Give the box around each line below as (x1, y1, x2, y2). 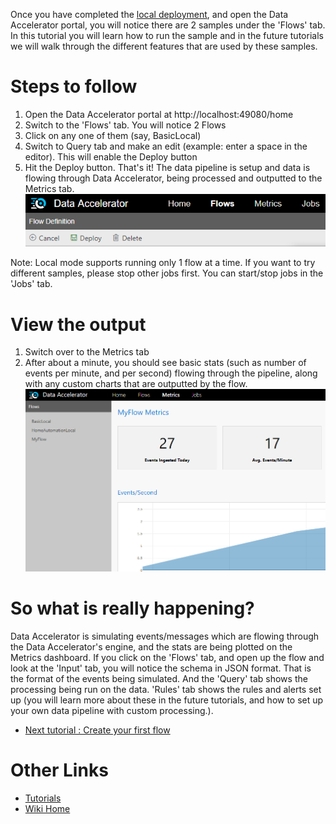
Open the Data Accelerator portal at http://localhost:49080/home (24, 108, 294, 120)
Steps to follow (10, 75, 138, 98)
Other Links (10, 759, 109, 781)
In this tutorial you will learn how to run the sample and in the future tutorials (10, 30, 324, 41)
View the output (10, 313, 147, 336)
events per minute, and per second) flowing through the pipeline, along (24, 367, 318, 379)
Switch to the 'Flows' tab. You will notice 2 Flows (24, 119, 227, 131)
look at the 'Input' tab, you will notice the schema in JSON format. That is (10, 662, 312, 674)
